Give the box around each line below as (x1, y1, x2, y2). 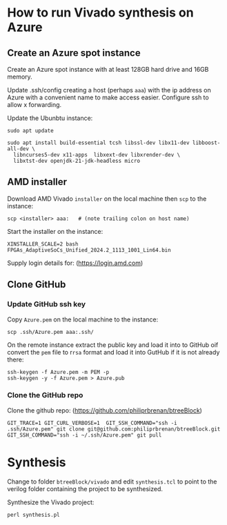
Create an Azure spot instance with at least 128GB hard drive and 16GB (7, 66, 209, 73)
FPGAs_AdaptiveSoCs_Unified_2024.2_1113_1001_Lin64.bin (7, 246, 171, 253)
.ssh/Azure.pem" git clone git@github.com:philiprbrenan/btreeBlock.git (7, 426, 221, 433)
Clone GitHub (7, 279, 66, 290)
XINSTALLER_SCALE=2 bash (7, 240, 79, 248)
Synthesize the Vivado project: (7, 498, 95, 506)
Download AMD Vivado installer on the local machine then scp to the (7, 195, 207, 203)
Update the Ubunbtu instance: (7, 114, 93, 122)
